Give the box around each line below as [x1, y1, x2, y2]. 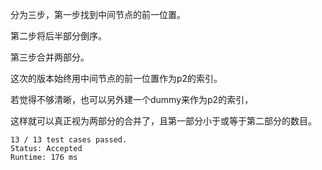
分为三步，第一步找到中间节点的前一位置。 [10, 9, 186, 20]
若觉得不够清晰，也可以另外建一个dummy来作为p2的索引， [10, 94, 254, 105]
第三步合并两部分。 [10, 51, 90, 63]
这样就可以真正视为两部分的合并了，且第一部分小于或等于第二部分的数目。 [10, 115, 317, 127]
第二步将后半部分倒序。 [10, 30, 107, 42]
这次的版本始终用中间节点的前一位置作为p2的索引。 [10, 73, 223, 84]
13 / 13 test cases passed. [10, 135, 128, 145]
